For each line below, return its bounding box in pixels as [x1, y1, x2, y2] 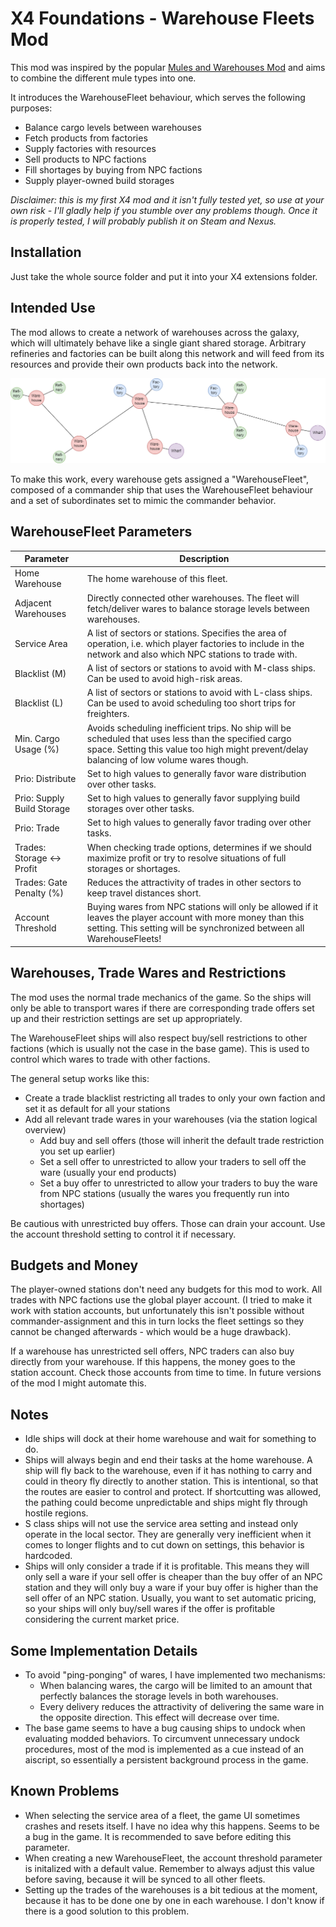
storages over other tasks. [86, 803, 195, 815]
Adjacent [14, 597, 52, 609]
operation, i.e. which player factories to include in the [86, 637, 305, 649]
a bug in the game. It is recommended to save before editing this [24, 1830, 292, 1842]
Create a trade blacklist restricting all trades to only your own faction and [24, 1092, 326, 1104]
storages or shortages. [86, 862, 181, 874]
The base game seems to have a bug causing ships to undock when [24, 1722, 306, 1734]
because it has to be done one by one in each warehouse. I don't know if [24, 1894, 325, 1906]
